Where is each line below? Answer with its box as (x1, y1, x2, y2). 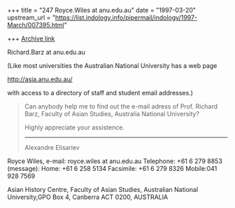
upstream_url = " (7, 13, 56, 22)
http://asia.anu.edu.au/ (7, 75, 73, 83)
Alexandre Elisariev (24, 144, 80, 151)
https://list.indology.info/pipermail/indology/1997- (55, 13, 198, 22)
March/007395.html (7, 21, 64, 29)
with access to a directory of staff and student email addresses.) (7, 89, 194, 97)
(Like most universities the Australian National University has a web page (7, 62, 218, 69)
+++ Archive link (7, 34, 55, 43)
